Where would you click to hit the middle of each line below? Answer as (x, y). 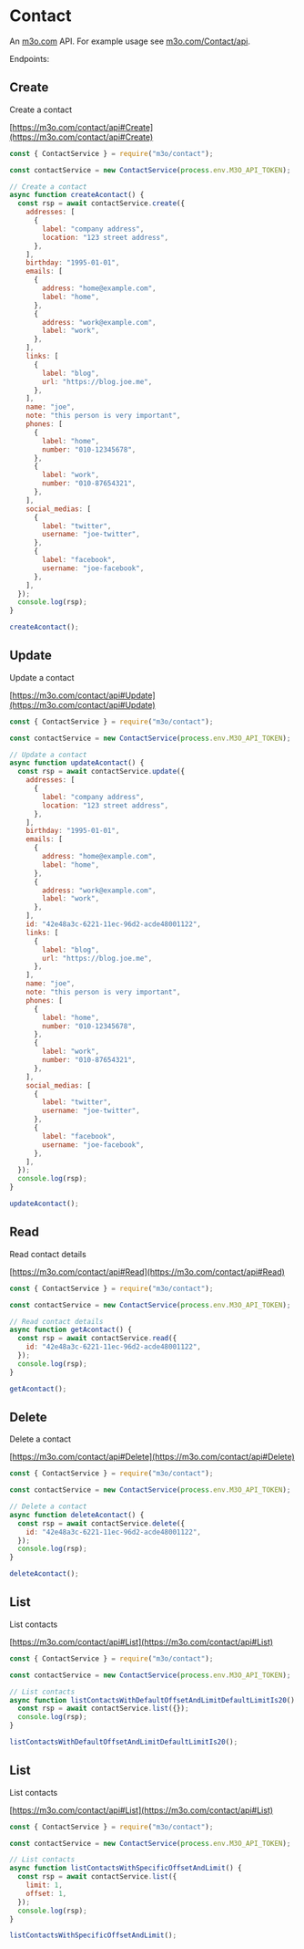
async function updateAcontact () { (77, 763)
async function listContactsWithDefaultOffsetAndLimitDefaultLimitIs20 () (152, 1700)
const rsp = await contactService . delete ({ (101, 1523)
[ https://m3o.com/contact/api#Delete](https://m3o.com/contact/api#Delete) (152, 1457)
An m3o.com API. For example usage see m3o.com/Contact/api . (130, 41)
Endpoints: (30, 58)
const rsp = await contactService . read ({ (97, 1339)
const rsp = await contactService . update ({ (101, 772)
